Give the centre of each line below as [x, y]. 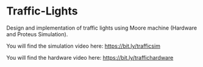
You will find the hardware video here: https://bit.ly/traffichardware [90, 57]
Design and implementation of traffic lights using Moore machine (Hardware [101, 28]
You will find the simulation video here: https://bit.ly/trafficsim [83, 46]
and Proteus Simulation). [37, 34]
